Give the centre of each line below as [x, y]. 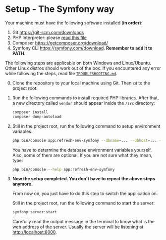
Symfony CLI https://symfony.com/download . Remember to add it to [82, 48]
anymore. [23, 184]
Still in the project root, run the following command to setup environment [86, 126]
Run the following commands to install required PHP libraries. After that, [85, 98]
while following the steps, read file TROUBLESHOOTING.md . [61, 73]
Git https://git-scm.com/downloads [48, 32]
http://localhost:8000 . [34, 232]
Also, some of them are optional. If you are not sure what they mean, [82, 155]
